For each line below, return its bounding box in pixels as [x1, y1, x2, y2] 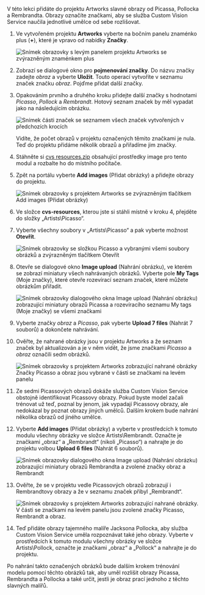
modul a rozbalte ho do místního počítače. [15, 160, 122, 167]
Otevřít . [15, 233, 36, 240]
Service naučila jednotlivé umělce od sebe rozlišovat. [7, 18, 141, 25]
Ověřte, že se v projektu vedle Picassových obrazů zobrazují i [15, 481, 171, 489]
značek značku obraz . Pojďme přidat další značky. [15, 79, 143, 87]
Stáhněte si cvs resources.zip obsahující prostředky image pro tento [15, 153, 187, 160]
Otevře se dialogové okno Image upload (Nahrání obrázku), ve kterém [15, 263, 193, 270]
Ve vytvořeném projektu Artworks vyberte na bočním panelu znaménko [15, 30, 197, 37]
